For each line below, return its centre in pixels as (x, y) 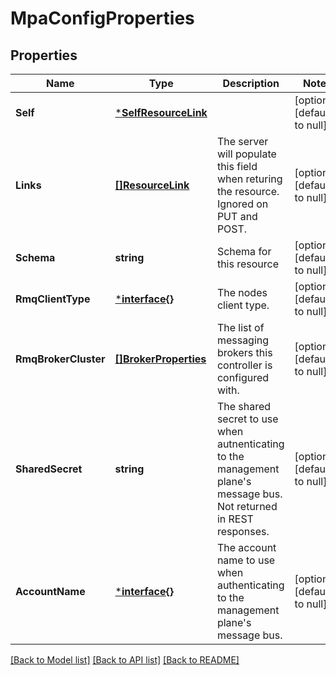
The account (246, 547)
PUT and (237, 216)
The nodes (242, 292)
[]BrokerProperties (160, 359)
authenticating (250, 585)
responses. (243, 531)
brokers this (244, 352)
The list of (240, 327)
